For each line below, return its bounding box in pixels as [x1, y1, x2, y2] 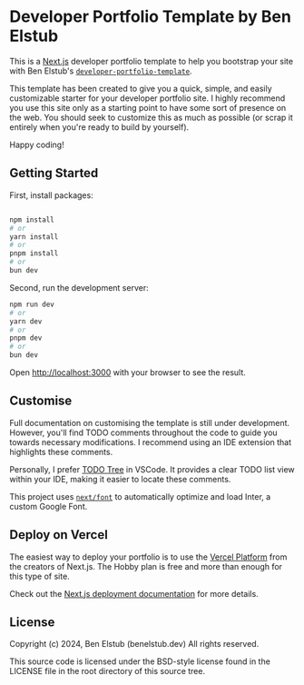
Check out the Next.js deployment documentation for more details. [9, 588, 259, 599]
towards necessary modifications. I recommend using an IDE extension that [9, 436, 292, 447]
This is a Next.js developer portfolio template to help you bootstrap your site [9, 55, 293, 66]
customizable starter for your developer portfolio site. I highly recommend [9, 93, 286, 104]
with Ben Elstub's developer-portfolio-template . [9, 65, 192, 76]
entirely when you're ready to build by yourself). [9, 121, 190, 133]
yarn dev [9, 316, 43, 326]
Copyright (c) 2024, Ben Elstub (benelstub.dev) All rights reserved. [9, 639, 260, 650]
